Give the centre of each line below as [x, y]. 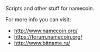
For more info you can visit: [38, 19]
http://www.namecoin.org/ [46, 31]
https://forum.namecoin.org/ [48, 37]
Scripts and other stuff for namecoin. [50, 8]
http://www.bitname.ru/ [42, 43]
